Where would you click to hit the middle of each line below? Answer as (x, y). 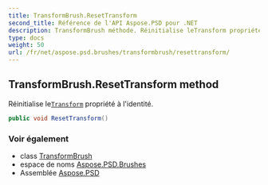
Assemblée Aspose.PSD (59, 172)
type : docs (26, 38)
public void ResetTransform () (59, 118)
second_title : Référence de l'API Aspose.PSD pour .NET (103, 23)
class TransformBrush (56, 156)
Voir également (39, 138)
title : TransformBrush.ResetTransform (73, 15)
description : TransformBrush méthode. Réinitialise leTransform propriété (135, 30)
